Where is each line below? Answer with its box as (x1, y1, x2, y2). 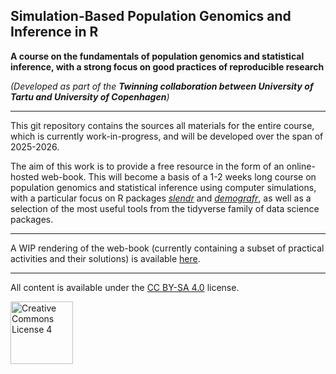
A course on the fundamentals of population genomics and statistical (10, 50, 305, 62)
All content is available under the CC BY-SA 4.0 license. (10, 281, 240, 293)
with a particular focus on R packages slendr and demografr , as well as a (10, 192, 312, 204)
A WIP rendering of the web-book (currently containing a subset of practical (10, 242, 325, 254)
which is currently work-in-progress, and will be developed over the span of (10, 130, 324, 142)
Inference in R (10, 24, 99, 41)
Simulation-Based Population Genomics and (10, 8, 292, 25)
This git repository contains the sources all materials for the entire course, (10, 119, 315, 131)
